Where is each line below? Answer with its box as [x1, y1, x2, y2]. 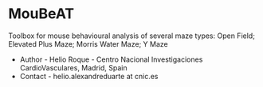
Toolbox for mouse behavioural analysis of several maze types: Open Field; [8, 31, 255, 40]
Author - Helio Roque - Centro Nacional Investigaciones [19, 55, 203, 64]
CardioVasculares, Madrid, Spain [19, 62, 128, 72]
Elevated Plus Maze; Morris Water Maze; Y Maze [8, 39, 169, 48]
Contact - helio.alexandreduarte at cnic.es [19, 71, 159, 81]
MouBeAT [8, 5, 75, 23]
